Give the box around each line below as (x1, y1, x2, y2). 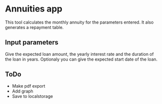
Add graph (12, 88, 34, 94)
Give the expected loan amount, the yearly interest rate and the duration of (5, 51, 154, 57)
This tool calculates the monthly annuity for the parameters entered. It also (5, 19, 154, 25)
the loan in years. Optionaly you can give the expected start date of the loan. (5, 56, 158, 62)
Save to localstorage (12, 93, 53, 99)
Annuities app (5, 3, 63, 14)
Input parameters (5, 39, 59, 47)
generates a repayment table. (5, 24, 64, 30)
